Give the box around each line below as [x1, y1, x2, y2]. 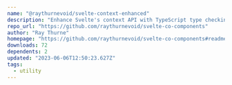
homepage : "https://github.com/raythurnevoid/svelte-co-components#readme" [7, 36, 230, 42]
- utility [13, 67, 41, 74]
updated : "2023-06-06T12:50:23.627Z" [7, 55, 116, 62]
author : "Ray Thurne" [7, 29, 70, 36]
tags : [7, 61, 23, 68]
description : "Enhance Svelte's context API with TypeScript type [7, 16, 202, 23]
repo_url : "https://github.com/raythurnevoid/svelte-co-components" [7, 23, 209, 29]
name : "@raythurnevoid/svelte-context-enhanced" [7, 10, 150, 17]
